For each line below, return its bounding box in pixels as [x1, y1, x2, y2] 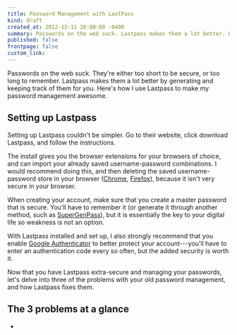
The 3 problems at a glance [7, 303, 129, 315]
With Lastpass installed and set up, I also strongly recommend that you [7, 231, 214, 240]
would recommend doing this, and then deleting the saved [7, 166, 176, 175]
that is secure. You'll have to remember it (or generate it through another [7, 202, 218, 212]
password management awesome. [7, 91, 108, 99]
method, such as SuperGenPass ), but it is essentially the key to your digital [7, 210, 225, 219]
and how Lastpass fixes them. [7, 283, 95, 291]
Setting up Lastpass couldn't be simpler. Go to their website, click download [7, 130, 228, 139]
